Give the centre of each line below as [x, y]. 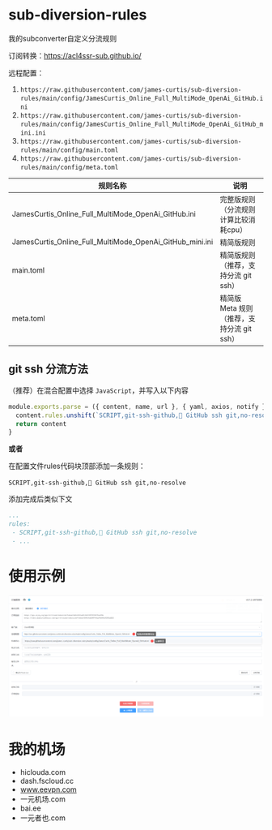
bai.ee [31, 808]
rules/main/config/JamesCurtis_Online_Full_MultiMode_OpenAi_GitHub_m [142, 124]
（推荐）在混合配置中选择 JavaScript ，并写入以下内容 [98, 390]
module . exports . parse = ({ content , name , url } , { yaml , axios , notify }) [139, 406]
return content [41, 424]
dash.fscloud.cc [47, 781]
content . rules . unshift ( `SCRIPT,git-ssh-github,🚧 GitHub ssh [119, 415]
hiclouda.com [43, 772]
